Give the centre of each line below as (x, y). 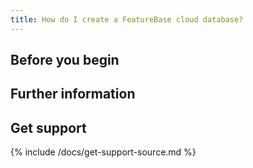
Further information (73, 94)
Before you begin (65, 60)
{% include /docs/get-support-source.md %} (103, 152)
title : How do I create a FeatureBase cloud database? (127, 19)
